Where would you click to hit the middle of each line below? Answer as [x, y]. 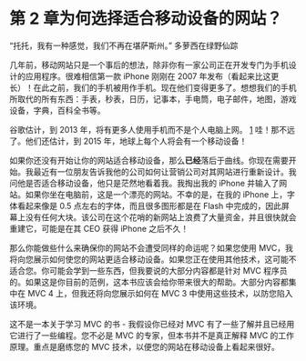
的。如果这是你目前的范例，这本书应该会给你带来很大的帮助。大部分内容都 [149, 282]
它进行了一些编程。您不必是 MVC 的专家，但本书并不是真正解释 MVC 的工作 [152, 335]
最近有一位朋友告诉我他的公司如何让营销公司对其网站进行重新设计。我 [165, 171]
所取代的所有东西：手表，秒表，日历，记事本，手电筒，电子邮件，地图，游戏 [153, 99]
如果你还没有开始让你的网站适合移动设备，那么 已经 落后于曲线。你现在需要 [149, 160]
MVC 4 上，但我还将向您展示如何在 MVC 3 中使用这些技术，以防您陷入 [160, 293]
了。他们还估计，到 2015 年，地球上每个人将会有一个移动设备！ [128, 141]
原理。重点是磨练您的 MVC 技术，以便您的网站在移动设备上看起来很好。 [144, 346]
